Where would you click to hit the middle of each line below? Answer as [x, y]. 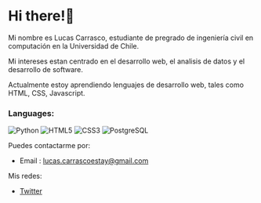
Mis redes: [25, 176]
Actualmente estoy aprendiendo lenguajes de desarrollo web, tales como [126, 85]
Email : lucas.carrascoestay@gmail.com [84, 161]
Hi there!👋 [41, 16]
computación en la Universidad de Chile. [74, 45]
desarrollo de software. [46, 69]
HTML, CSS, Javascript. [47, 92]
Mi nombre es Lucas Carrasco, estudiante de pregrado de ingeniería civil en [131, 38]
